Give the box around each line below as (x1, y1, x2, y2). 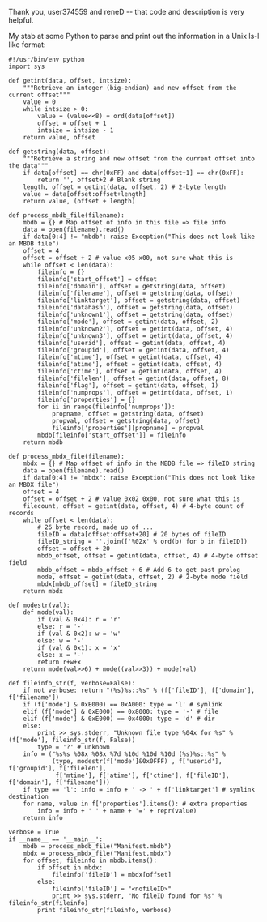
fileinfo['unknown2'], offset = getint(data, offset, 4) (37, 325, 233, 333)
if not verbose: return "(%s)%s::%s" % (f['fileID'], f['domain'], (23, 686, 255, 694)
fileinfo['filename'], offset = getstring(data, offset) (37, 289, 233, 297)
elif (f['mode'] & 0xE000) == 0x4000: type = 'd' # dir (23, 715, 216, 723)
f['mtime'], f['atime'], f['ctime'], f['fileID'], (55, 771, 230, 779)
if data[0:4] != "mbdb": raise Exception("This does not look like (23, 233, 255, 241)
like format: (8, 40, 46, 49)
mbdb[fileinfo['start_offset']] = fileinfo (37, 431, 186, 439)
